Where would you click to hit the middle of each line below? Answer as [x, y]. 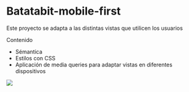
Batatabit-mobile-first [64, 11]
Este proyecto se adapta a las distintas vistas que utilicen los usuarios [94, 28]
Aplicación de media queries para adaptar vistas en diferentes [94, 65]
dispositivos [30, 71]
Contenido [20, 40]
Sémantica [29, 51]
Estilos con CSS [35, 58]
